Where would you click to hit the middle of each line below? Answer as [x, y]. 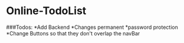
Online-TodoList [46, 11]
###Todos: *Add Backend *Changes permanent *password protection [92, 27]
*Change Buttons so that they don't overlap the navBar [73, 33]
